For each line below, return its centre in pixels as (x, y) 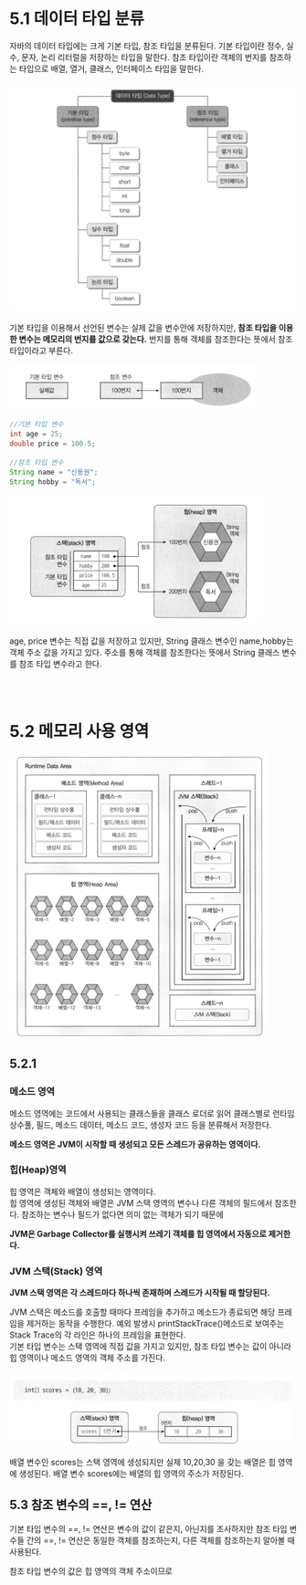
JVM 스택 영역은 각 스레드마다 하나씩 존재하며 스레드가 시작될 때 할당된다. (140, 1293)
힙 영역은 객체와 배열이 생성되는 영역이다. (83, 1191)
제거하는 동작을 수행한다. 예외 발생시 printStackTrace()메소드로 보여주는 (155, 1324)
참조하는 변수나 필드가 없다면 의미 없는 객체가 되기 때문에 (122, 1214)
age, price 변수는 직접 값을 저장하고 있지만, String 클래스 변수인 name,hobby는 (152, 641)
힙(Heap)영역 (38, 1170)
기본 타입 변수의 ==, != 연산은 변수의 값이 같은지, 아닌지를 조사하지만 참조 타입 (148, 1528)
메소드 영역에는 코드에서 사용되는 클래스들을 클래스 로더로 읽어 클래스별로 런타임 (152, 1113)
